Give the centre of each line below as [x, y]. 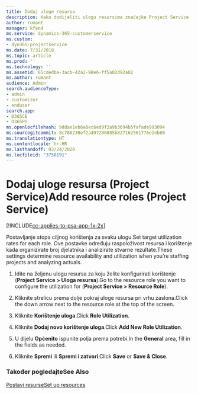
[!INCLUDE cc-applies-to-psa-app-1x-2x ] [56, 226]
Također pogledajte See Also [48, 372]
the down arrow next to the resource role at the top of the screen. [94, 304]
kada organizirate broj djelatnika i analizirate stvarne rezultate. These [89, 250]
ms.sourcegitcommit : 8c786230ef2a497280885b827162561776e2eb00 [86, 133]
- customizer [22, 100]
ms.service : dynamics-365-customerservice [59, 34]
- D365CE [17, 116]
